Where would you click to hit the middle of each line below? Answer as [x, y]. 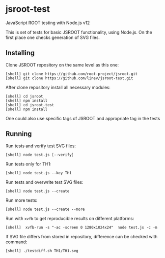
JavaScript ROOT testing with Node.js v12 [48, 23]
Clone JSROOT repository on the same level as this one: [62, 64]
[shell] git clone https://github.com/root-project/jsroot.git [72, 74]
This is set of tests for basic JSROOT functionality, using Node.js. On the [79, 32]
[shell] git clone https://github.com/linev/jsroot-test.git [69, 78]
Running [19, 134]
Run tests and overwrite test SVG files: [44, 182]
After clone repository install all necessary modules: [58, 87]
